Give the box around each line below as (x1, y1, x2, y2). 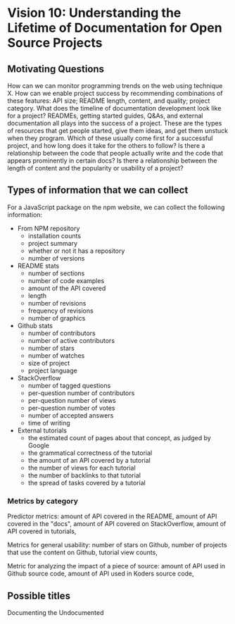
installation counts (27, 231, 82, 240)
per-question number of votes (27, 404, 115, 412)
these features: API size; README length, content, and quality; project (7, 96, 210, 105)
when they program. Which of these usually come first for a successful (7, 134, 213, 142)
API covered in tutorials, (7, 527, 77, 536)
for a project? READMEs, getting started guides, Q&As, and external (7, 111, 203, 120)
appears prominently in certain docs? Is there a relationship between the (7, 156, 217, 165)
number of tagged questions (27, 381, 111, 389)
